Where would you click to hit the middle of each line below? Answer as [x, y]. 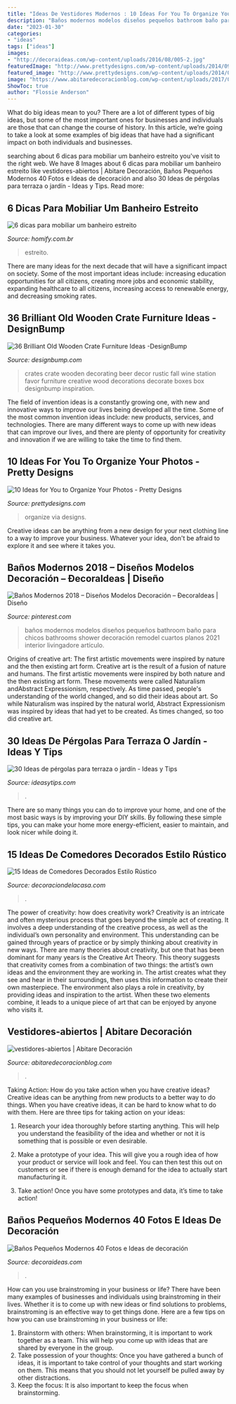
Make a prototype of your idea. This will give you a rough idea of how [118, 1154]
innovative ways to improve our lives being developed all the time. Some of [116, 409]
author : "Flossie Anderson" [48, 92]
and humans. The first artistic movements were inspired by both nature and [116, 674]
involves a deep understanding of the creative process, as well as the [108, 927]
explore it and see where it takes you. [61, 545]
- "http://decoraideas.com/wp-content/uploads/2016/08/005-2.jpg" [106, 60]
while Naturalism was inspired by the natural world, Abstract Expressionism [116, 704]
